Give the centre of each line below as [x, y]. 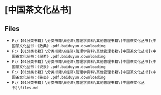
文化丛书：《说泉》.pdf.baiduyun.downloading [62, 67]
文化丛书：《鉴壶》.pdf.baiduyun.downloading [62, 77]
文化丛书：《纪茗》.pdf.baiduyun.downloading [62, 57]
